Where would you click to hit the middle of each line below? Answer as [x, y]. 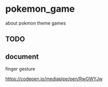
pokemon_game [40, 9]
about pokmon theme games [36, 23]
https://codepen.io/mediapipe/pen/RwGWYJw [54, 79]
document [22, 57]
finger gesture [20, 69]
